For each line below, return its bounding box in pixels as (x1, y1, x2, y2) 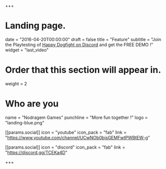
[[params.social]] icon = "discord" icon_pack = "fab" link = (5, 144, 125, 150)
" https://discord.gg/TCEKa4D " (5, 149, 68, 155)
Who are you (5, 98, 59, 110)
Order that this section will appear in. (5, 64, 162, 76)
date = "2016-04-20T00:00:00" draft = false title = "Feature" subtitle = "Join (5, 36, 162, 42)
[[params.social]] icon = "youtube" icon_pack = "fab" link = (5, 129, 127, 135)
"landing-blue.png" (5, 119, 45, 125)
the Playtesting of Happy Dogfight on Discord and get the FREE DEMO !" (5, 42, 153, 48)
